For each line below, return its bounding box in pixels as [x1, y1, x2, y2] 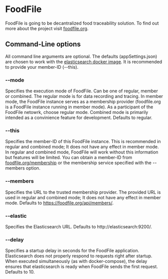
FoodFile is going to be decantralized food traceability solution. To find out [5, 20, 159, 26]
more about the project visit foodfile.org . [5, 25, 89, 31]
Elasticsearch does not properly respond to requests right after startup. [5, 253, 152, 259]
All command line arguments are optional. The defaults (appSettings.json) [5, 53, 157, 59]
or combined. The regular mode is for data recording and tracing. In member [5, 93, 163, 99]
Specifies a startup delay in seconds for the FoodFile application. [5, 247, 139, 254]
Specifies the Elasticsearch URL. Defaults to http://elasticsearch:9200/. [5, 223, 152, 229]
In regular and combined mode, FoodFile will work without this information [5, 149, 159, 155]
